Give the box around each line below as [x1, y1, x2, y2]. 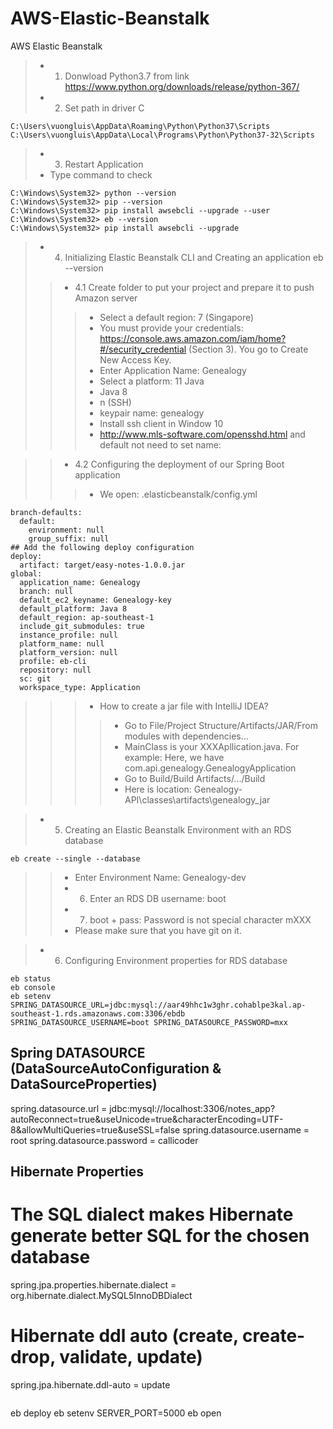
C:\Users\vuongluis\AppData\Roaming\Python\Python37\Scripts [10, 121, 271, 131]
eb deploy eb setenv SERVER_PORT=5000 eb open [10, 1407, 222, 1419]
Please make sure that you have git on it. [74, 924, 242, 936]
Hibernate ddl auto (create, [10, 1325, 239, 1347]
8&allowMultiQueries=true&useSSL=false [10, 1123, 181, 1136]
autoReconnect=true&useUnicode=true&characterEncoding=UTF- [10, 1113, 284, 1125]
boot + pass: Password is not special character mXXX [89, 913, 312, 926]
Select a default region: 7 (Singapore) [99, 311, 255, 323]
